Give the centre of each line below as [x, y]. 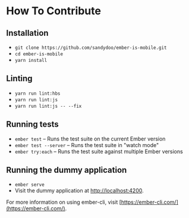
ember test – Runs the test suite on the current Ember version [90, 139]
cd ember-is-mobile [39, 54]
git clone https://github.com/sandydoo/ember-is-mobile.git [91, 48]
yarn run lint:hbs [37, 94]
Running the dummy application [67, 170]
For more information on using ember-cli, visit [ [64, 202]
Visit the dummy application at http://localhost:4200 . [79, 191]
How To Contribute [53, 11]
